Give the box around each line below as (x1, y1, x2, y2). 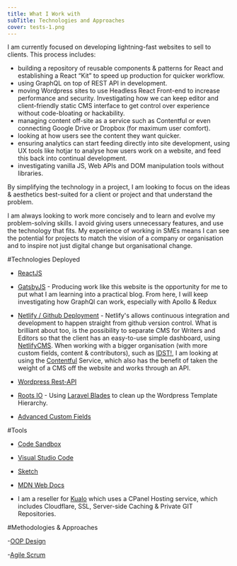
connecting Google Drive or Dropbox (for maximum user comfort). (17, 124, 211, 133)
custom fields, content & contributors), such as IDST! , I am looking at (17, 349, 219, 358)
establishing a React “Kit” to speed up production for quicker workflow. (17, 71, 225, 80)
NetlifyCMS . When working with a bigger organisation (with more (17, 341, 208, 350)
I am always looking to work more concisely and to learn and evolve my (7, 211, 216, 220)
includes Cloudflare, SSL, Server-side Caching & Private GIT (17, 502, 193, 511)
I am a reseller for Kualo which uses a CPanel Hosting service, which (17, 495, 218, 503)
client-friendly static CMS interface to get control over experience (17, 102, 210, 110)
